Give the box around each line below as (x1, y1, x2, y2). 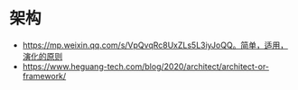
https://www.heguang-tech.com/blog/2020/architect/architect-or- (22, 60, 269, 72)
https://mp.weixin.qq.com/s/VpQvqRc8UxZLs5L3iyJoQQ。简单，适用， (22, 40, 289, 50)
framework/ (22, 70, 67, 81)
